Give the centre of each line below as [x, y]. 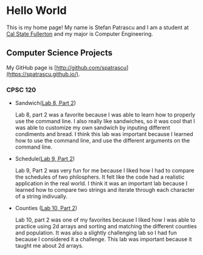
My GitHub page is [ [31, 67]
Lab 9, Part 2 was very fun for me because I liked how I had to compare [105, 171]
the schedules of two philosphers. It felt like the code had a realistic [100, 177]
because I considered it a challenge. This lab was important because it [103, 239]
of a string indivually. [41, 196]
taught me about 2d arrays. [49, 246]
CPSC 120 [21, 90]
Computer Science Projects [60, 53]
